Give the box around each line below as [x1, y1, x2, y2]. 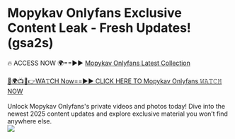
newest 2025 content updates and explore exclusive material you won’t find [7, 109, 229, 118]
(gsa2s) [7, 35, 54, 51]
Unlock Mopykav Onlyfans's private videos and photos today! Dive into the [7, 102, 225, 110]
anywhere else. [7, 116, 52, 125]
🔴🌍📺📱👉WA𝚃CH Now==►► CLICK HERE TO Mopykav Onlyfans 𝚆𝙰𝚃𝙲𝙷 [7, 76, 222, 85]
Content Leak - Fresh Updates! [7, 20, 191, 36]
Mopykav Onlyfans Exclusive [7, 5, 182, 21]
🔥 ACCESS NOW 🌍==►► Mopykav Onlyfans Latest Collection [7, 59, 191, 67]
